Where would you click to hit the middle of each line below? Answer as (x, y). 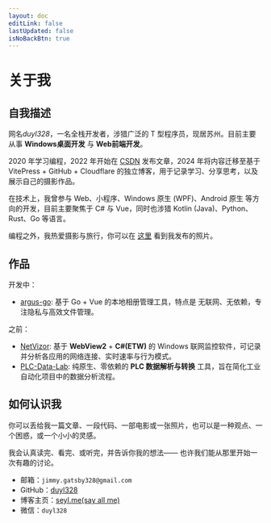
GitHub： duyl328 (49, 490)
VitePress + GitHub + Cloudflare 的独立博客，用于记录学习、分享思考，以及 (133, 171)
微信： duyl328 (43, 510)
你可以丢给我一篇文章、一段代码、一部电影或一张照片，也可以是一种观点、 (132, 425)
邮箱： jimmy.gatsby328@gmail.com (76, 479)
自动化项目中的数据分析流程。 (69, 377)
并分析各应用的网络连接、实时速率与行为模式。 (98, 357)
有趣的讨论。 (36, 462)
